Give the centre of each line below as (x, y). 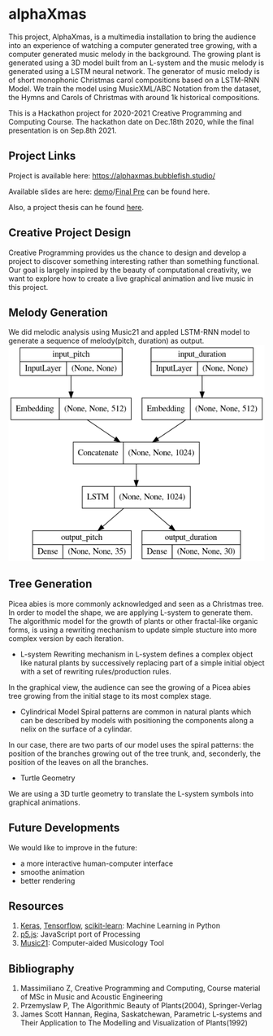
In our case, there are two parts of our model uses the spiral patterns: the (131, 744)
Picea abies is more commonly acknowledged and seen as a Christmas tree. (136, 604)
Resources (36, 906)
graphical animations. (44, 802)
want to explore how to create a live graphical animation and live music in (131, 279)
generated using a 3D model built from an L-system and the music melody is (136, 63)
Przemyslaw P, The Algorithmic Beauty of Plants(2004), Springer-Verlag (141, 1006)
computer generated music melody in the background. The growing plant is (135, 54)
